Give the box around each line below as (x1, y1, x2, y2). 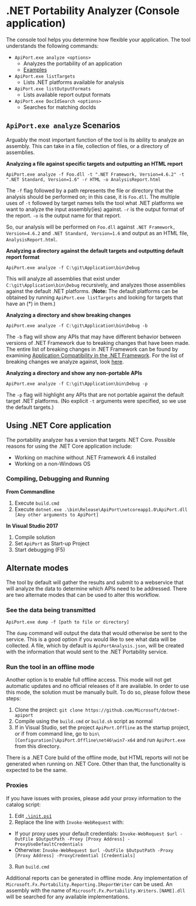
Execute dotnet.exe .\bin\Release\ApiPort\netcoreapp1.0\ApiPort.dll (14, 505, 188, 512)
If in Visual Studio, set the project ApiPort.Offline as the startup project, (14, 724, 190, 731)
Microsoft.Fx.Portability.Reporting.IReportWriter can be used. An (6, 880, 173, 888)
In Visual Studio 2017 (6, 522, 59, 529)
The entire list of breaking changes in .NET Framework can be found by (6, 345, 178, 353)
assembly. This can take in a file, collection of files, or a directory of (6, 142, 170, 149)
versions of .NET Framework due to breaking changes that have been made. (6, 339, 190, 346)
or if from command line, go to (14, 730, 88, 737)
